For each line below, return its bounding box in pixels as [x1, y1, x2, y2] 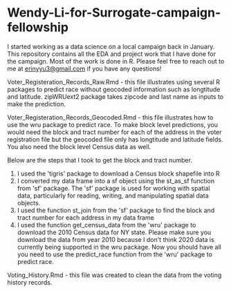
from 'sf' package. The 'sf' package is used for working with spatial [17, 184, 210, 192]
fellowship [7, 19, 69, 35]
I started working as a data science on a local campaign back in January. [7, 42, 215, 50]
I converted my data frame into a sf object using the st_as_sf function [17, 176, 215, 185]
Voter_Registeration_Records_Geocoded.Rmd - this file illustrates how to [7, 113, 214, 122]
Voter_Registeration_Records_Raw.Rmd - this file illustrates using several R [7, 77, 220, 86]
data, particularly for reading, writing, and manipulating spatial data [17, 191, 209, 200]
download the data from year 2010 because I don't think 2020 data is [17, 235, 214, 243]
